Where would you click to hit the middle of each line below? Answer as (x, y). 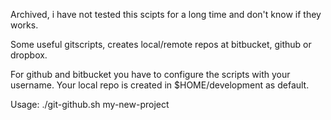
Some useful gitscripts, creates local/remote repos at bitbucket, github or (161, 44)
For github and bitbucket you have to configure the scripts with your (150, 74)
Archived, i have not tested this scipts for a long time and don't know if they (166, 14)
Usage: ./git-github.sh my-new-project (90, 104)
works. (24, 25)
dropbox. (29, 55)
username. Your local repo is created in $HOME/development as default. (160, 85)
